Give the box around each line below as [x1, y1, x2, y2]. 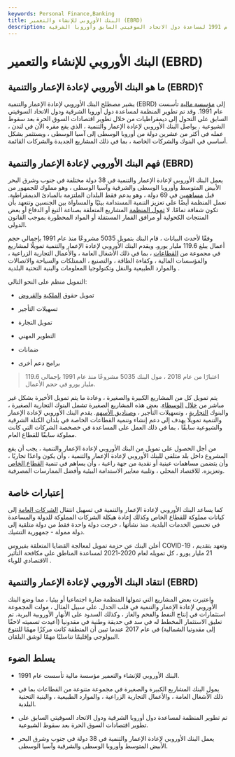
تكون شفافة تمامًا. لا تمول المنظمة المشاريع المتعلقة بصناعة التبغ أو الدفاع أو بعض [8, 206, 219, 214]
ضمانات [17, 345, 39, 354]
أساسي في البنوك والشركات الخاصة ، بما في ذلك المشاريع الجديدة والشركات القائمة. [8, 137, 228, 146]
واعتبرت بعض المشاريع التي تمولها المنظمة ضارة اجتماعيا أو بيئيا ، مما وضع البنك [8, 595, 214, 603]
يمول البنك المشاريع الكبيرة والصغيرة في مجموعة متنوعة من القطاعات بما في [17, 684, 220, 693]
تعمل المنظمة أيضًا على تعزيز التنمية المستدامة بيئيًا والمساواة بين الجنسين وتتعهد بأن [8, 198, 227, 207]
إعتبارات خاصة [8, 487, 64, 499]
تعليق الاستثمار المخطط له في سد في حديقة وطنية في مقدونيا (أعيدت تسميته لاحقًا [8, 617, 222, 625]
